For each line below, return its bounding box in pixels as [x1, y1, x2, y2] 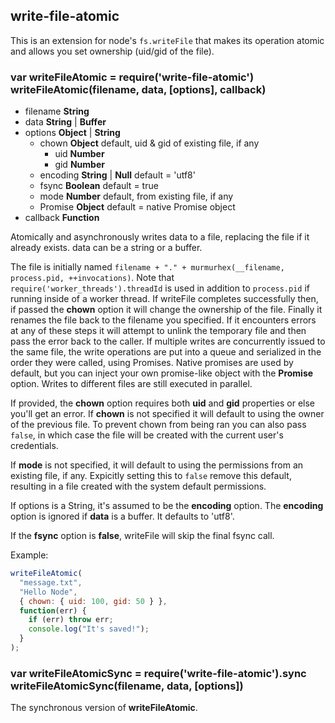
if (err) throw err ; [28, 615, 114, 625]
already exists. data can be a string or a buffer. [10, 242, 203, 254]
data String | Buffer [24, 116, 107, 128]
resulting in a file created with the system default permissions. [10, 480, 267, 493]
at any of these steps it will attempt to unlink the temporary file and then [10, 325, 307, 337]
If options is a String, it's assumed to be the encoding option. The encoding [10, 500, 324, 512]
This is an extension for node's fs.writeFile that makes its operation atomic [10, 34, 325, 46]
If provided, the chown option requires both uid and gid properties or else [10, 397, 316, 409]
